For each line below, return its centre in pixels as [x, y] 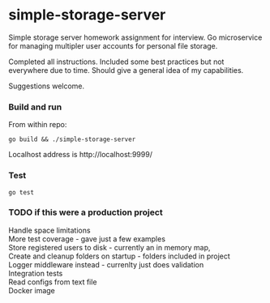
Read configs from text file [53, 282]
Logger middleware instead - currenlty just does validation [106, 264]
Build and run [35, 107]
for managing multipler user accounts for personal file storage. [113, 45]
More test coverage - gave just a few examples [87, 239]
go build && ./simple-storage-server [72, 139]
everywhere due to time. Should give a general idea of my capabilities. [126, 70]
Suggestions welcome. [47, 86]
